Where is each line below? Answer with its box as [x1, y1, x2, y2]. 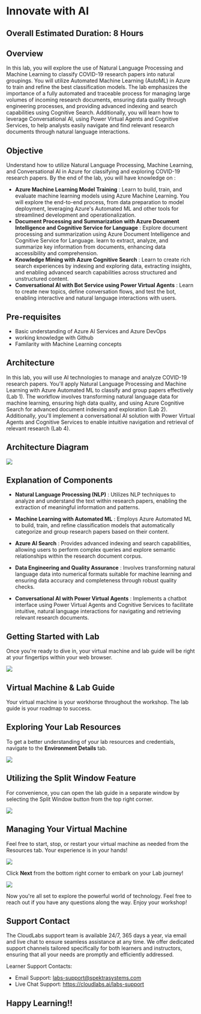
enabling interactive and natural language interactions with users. [14, 294, 177, 301]
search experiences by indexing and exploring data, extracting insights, [14, 262, 192, 270]
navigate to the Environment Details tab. [6, 744, 107, 752]
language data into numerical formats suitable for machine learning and [14, 570, 192, 578]
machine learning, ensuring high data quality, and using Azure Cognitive [6, 399, 185, 406]
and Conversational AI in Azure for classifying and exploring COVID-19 [6, 168, 181, 175]
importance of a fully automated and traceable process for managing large [6, 90, 191, 97]
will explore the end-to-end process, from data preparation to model [14, 199, 184, 206]
